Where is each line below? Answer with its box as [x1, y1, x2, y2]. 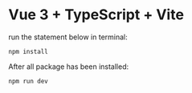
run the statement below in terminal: [8, 32, 129, 42]
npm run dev [8, 77, 48, 85]
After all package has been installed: [8, 62, 129, 71]
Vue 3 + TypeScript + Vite [8, 6, 185, 24]
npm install [8, 47, 48, 55]
